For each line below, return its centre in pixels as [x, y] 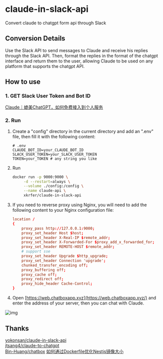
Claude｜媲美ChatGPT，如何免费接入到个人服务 [54, 107]
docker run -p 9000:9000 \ [40, 177]
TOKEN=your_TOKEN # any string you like [54, 159]
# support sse [36, 251]
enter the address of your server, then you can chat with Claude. [78, 303]
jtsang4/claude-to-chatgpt [32, 345]
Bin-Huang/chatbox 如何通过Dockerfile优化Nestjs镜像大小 [64, 351]
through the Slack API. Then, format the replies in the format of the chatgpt [82, 56]
